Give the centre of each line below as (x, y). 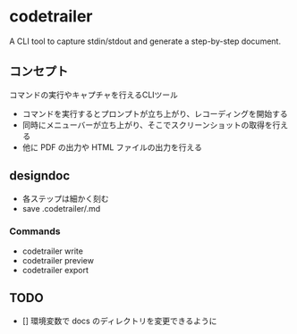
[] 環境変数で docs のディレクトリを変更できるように (119, 321)
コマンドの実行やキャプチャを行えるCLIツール (94, 95)
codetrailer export (55, 270)
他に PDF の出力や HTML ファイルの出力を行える (112, 147)
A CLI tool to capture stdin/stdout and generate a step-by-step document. (145, 41)
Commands (35, 231)
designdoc (40, 176)
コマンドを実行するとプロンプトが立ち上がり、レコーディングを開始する (155, 113)
